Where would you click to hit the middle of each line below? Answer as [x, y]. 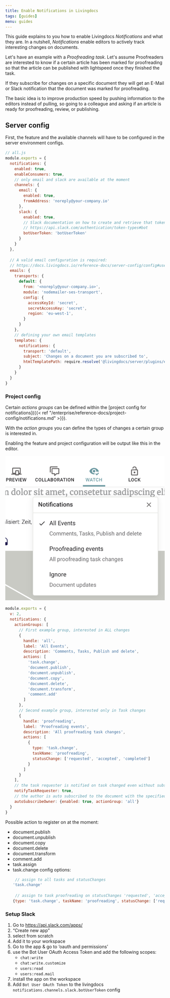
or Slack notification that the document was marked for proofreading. [78, 88]
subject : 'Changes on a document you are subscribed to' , [86, 356]
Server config [27, 125]
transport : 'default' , [47, 351]
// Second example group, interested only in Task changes [82, 711]
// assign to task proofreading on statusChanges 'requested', [83, 896]
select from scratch [33, 936]
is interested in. [21, 433]
